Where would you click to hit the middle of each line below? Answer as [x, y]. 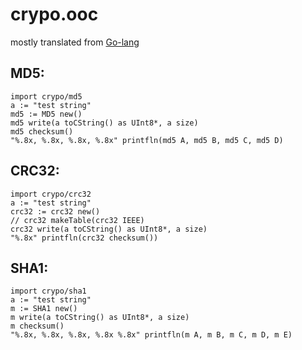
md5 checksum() [42, 131]
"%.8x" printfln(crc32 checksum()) [84, 238]
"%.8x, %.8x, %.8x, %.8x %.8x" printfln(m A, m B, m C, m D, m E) [151, 335]
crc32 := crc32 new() [55, 211]
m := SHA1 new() [44, 309]
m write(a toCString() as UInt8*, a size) [100, 318]
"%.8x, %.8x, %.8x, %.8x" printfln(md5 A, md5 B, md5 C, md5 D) [147, 140]
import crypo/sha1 [48, 291]
